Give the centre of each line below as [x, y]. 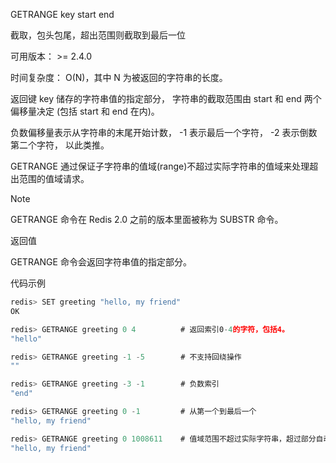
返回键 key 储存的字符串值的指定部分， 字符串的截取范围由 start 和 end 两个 [166, 98]
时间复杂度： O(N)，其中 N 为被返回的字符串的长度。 [119, 77]
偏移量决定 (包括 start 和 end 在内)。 [85, 111]
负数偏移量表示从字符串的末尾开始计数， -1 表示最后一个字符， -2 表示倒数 [164, 132]
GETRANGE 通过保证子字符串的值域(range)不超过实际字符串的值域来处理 [160, 166]
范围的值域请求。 [54, 178]
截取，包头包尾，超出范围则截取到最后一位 [98, 35]
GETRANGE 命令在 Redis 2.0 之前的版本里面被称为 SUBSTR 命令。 [147, 219]
